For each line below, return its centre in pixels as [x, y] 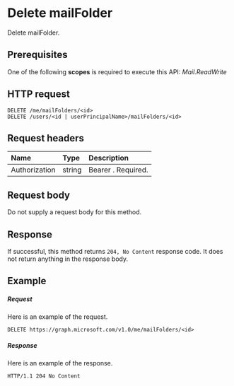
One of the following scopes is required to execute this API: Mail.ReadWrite [117, 71]
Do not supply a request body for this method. [75, 212]
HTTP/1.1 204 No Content [44, 376]
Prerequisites [37, 55]
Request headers [46, 138]
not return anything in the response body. [68, 259]
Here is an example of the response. [60, 363]
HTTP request [39, 94]
